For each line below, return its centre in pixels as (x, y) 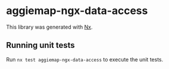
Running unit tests (40, 45)
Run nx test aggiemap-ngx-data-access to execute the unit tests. (85, 59)
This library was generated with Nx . (49, 27)
